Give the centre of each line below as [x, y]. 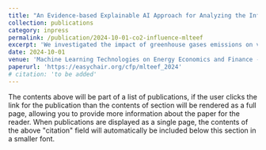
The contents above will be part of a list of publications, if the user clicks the [133, 96]
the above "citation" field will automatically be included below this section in [132, 130]
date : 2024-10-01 [37, 52]
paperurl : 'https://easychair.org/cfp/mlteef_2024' [95, 67]
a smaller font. [32, 138]
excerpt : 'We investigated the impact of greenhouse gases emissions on [131, 45]
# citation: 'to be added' [53, 74]
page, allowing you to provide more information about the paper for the [124, 113]
